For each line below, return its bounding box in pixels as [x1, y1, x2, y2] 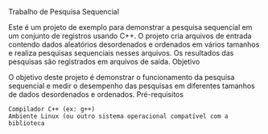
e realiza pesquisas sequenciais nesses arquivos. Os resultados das [8, 48, 234, 57]
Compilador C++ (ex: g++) [8, 105, 95, 113]
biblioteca [8, 119, 45, 128]
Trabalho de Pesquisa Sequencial [8, 7, 119, 16]
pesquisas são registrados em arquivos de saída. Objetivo [8, 57, 200, 66]
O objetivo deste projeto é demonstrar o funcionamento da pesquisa [8, 73, 235, 82]
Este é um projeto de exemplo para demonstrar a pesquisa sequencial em [8, 23, 253, 31]
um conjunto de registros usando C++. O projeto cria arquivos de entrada [8, 31, 252, 40]
